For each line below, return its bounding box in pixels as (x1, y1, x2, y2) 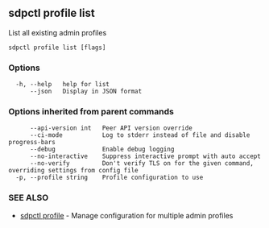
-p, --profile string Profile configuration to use (15, 173, 204, 182)
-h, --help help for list (15, 81, 110, 89)
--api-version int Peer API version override (29, 124, 193, 132)
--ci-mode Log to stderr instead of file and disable (29, 131, 250, 139)
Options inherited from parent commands (8, 106, 175, 118)
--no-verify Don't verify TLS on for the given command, (29, 160, 254, 168)
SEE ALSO (8, 193, 49, 204)
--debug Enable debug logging (29, 145, 175, 154)
